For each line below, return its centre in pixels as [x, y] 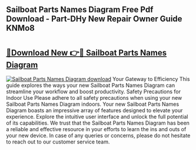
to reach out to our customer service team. [58, 142]
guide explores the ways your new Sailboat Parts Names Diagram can [91, 85]
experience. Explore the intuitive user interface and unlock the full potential [97, 117]
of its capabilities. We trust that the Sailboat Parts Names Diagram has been [98, 123]
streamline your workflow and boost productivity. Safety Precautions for [94, 92]
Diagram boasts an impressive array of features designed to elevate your [94, 110]
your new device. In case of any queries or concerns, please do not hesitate [98, 136]
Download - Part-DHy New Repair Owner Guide [94, 19]
